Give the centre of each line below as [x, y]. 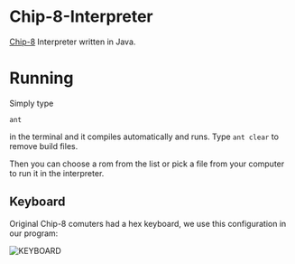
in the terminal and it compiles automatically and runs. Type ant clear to [144, 137]
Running [41, 78]
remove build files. [44, 146]
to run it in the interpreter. [57, 173]
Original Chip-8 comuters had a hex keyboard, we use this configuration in [148, 223]
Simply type [32, 103]
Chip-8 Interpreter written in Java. [73, 42]
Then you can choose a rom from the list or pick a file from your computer [147, 164]
